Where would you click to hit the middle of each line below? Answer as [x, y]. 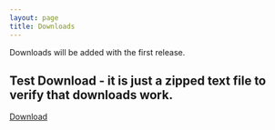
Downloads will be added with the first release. [97, 52]
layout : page [34, 18]
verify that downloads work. [91, 95]
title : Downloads [42, 26]
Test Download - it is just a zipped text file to [138, 80]
